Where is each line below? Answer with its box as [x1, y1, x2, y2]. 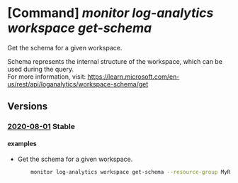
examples [7, 139, 37, 148]
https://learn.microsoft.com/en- [87, 72, 180, 81]
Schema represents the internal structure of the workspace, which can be [7, 57, 223, 65]
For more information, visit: [7, 72, 86, 81]
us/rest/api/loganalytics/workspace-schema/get [7, 79, 149, 88]
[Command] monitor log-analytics [7, 5, 214, 21]
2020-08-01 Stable [7, 122, 76, 132]
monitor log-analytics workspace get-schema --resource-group [30, 169, 218, 176]
